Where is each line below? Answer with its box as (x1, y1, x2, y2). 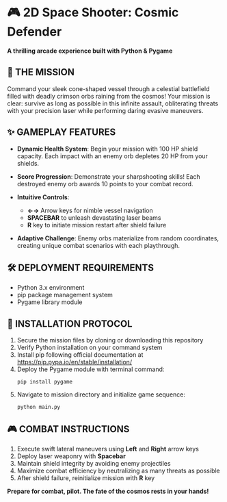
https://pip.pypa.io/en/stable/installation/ (16, 358, 132, 366)
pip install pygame (16, 379, 73, 386)
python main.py (16, 404, 61, 411)
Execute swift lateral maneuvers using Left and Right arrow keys (16, 445, 200, 453)
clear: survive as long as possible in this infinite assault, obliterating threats (7, 99, 219, 108)
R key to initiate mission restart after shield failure (27, 221, 167, 229)
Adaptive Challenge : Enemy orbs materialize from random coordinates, (16, 234, 219, 242)
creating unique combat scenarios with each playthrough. (16, 241, 180, 249)
